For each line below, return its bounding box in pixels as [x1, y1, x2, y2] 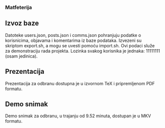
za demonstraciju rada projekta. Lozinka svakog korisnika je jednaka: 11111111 [5, 48, 160, 54]
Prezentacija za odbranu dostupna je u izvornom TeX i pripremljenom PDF [5, 80, 155, 86]
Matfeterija [5, 4, 32, 11]
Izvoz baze [5, 19, 39, 28]
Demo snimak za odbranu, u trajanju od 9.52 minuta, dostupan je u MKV [5, 113, 151, 119]
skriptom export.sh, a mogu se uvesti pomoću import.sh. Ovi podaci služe [5, 42, 155, 48]
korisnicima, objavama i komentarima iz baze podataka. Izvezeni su [5, 37, 142, 43]
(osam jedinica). [5, 53, 38, 59]
